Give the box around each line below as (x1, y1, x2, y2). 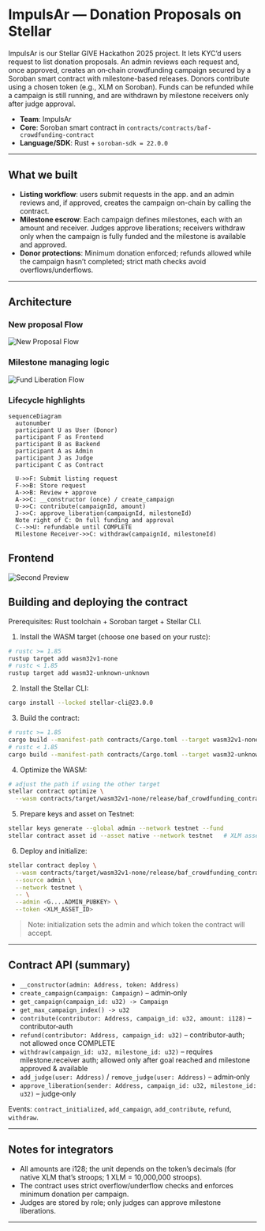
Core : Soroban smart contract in (19, 123, 125, 132)
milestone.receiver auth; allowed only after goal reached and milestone (19, 1055, 251, 1065)
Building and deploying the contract (8, 596, 188, 609)
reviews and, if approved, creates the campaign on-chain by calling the (19, 198, 252, 207)
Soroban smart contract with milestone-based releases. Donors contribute (8, 74, 250, 83)
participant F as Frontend (15, 434, 104, 441)
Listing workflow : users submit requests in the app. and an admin (19, 189, 234, 199)
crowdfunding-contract (19, 131, 95, 139)
